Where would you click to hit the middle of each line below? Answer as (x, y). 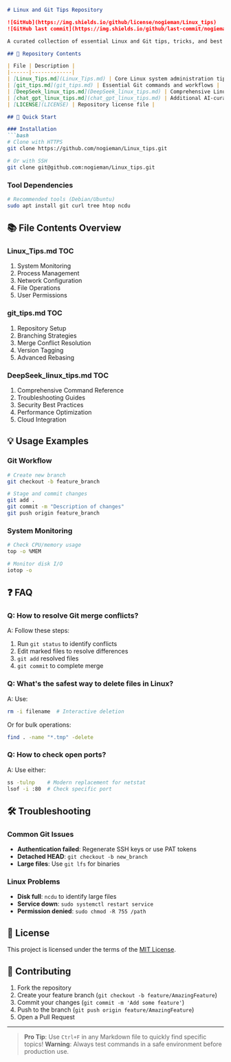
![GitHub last (27, 29)
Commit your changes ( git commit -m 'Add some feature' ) (101, 1003)
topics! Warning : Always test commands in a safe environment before (123, 1044)
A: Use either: (26, 770)
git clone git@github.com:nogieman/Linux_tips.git (81, 167)
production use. (46, 1052)
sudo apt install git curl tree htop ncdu (69, 206)
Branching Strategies (47, 335)
